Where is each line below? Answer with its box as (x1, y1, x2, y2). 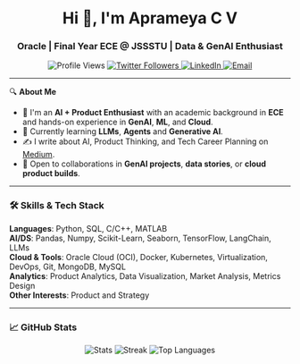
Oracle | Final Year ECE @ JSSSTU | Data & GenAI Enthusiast (16, 40, 284, 53)
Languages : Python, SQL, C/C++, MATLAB (9, 223, 168, 233)
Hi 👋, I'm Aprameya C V (62, 8, 238, 29)
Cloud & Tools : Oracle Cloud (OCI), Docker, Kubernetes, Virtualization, (9, 251, 268, 262)
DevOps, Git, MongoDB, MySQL (9, 261, 127, 272)
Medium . (21, 149, 55, 160)
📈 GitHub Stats (9, 321, 78, 334)
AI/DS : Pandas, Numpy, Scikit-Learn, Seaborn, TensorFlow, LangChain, (9, 233, 271, 243)
